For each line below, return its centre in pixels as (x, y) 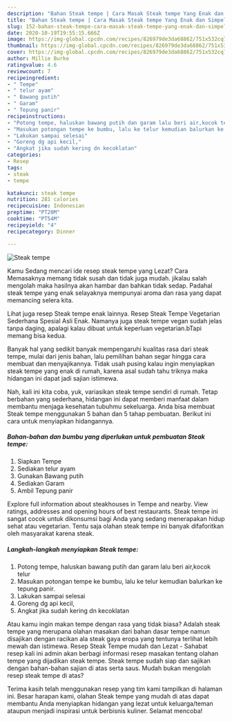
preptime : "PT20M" (33, 212)
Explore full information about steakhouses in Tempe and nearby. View (108, 504)
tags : (15, 168)
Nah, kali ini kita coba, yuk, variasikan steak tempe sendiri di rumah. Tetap (113, 392)
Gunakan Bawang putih (50, 476)
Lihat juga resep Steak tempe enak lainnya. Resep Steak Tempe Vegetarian (114, 313)
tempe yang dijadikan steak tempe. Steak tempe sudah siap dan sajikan (109, 661)
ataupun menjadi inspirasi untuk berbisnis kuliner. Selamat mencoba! (105, 711)
